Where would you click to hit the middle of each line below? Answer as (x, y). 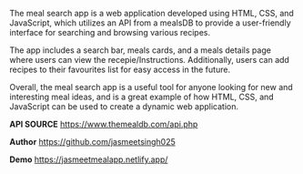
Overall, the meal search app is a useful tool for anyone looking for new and (151, 87)
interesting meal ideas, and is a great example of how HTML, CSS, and (142, 97)
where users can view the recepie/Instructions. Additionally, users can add (149, 60)
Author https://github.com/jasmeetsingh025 (92, 142)
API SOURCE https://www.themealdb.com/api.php (104, 124)
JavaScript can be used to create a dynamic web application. (124, 107)
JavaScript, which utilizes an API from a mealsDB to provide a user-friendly (150, 23)
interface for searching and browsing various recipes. (110, 32)
